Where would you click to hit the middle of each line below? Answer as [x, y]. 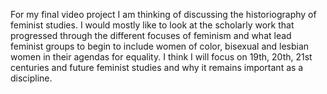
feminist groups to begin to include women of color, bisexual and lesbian [160, 46]
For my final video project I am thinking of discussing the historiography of [163, 14]
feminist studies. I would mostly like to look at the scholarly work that [152, 25]
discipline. [31, 78]
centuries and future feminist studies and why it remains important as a [157, 67]
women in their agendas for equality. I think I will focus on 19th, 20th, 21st [161, 57]
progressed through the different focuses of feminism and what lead [151, 35]
